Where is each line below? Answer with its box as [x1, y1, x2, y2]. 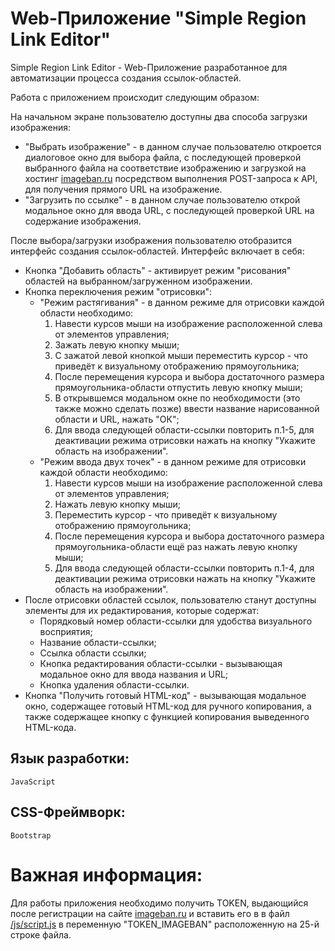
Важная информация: [10, 863, 203, 886]
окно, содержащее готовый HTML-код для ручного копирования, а [24, 700, 312, 712]
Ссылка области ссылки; [39, 647, 147, 659]
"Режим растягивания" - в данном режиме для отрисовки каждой [39, 296, 325, 308]
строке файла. [10, 928, 72, 941]
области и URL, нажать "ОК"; [54, 413, 180, 425]
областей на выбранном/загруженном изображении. [24, 275, 253, 287]
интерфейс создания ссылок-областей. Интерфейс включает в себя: [10, 245, 305, 257]
